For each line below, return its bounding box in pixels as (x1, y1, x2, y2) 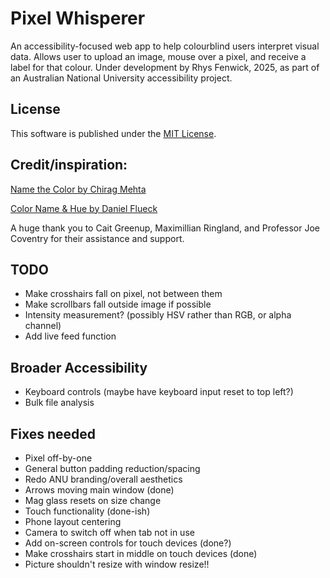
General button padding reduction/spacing (24, 463, 201, 474)
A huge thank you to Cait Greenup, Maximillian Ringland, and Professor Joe (10, 222, 320, 234)
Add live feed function (24, 330, 117, 342)
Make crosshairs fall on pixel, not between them (24, 288, 223, 300)
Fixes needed (10, 425, 97, 442)
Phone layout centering (24, 516, 122, 527)
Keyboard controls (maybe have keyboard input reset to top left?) (24, 386, 294, 398)
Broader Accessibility (10, 359, 148, 376)
